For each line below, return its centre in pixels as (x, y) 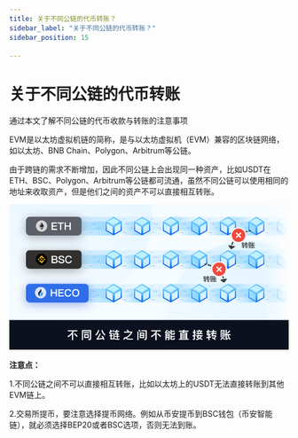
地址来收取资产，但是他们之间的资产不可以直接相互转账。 (114, 192)
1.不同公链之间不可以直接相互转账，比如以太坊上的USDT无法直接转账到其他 (147, 383)
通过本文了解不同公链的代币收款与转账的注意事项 (98, 121)
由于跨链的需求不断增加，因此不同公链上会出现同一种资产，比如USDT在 (141, 169)
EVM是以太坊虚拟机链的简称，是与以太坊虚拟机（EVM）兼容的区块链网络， (147, 140)
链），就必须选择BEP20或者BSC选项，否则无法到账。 (105, 425)
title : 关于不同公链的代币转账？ (63, 19)
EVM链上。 (30, 395)
